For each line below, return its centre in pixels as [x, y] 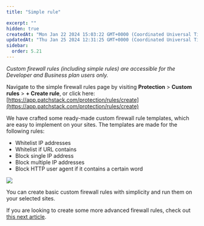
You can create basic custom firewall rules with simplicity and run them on [99, 192]
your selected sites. [31, 198]
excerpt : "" [21, 23]
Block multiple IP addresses [50, 162]
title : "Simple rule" [34, 12]
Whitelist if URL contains [46, 149]
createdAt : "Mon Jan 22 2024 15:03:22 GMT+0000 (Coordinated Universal [99, 34]
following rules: [25, 131]
